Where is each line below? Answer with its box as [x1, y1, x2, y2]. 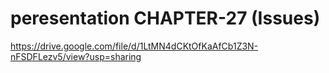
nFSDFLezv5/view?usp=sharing [10, 50, 142, 62]
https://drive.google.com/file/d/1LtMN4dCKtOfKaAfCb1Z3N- [10, 40, 259, 52]
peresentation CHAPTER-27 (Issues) [10, 7, 321, 30]
